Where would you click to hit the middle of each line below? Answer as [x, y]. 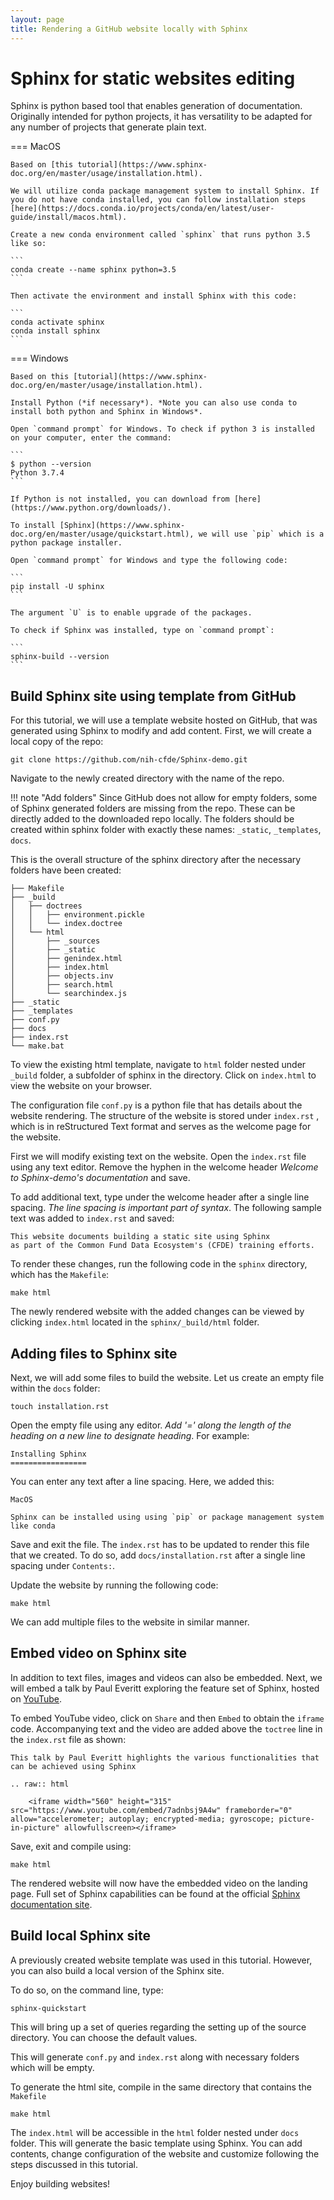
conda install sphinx [55, 331]
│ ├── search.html [62, 985]
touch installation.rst [60, 1407]
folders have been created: [66, 870]
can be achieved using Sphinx [73, 1766]
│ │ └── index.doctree [66, 924]
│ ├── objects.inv [62, 976]
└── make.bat [37, 1046]
